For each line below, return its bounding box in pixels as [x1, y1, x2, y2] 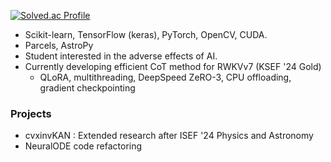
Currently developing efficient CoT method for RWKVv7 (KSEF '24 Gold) [24, 61, 322, 72]
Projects [10, 106, 52, 120]
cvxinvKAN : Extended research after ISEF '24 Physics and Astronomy [24, 130, 314, 142]
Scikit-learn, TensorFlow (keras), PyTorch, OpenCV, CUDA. [24, 29, 268, 40]
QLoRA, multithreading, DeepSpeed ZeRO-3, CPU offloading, [39, 71, 292, 83]
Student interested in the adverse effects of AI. [24, 50, 218, 62]
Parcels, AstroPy [24, 40, 94, 51]
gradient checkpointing [39, 82, 136, 94]
